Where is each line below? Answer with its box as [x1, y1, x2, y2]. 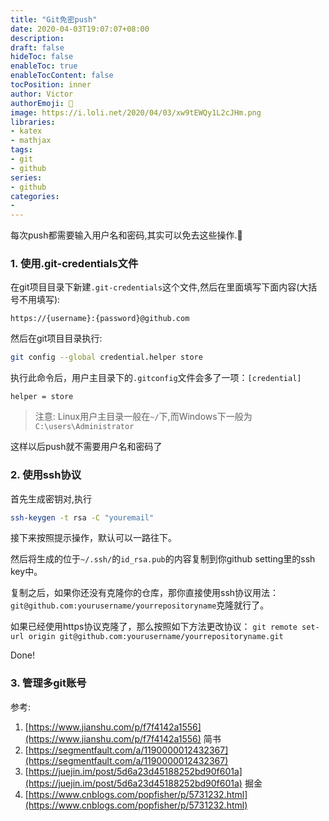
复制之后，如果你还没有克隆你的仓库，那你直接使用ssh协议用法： [10, 587, 280, 599]
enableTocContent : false [10, 71, 114, 81]
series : [10, 172, 43, 183]
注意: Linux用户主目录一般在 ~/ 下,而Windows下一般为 [34, 411, 253, 423]
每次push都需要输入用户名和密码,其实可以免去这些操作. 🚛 [10, 229, 243, 241]
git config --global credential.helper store [10, 352, 203, 363]
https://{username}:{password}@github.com [10, 314, 190, 324]
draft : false [10, 42, 65, 53]
